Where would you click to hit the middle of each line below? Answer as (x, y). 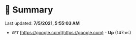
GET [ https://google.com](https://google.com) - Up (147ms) (71, 32)
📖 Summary (29, 10)
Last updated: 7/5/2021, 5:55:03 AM (42, 23)
